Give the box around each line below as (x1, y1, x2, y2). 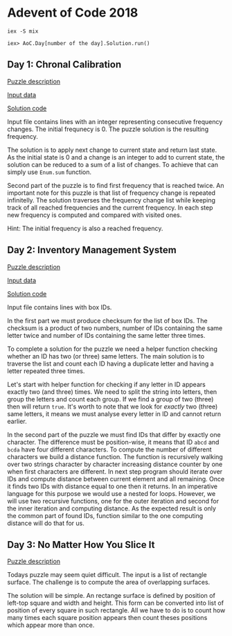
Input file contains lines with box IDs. (7, 303, 112, 311)
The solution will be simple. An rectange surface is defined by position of (7, 592, 216, 600)
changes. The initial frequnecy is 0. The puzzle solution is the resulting (7, 125, 209, 133)
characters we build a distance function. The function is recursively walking (7, 452, 223, 461)
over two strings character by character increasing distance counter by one (7, 460, 223, 468)
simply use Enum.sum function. (7, 168, 92, 176)
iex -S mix (7, 28, 39, 35)
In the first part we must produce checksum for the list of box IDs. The (7, 316, 208, 325)
